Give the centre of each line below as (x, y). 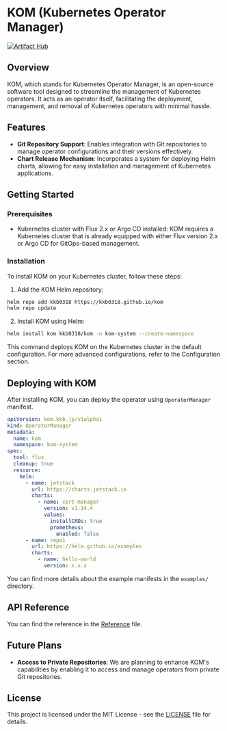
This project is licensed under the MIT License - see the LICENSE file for (109, 715)
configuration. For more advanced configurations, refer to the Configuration (114, 355)
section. (18, 361)
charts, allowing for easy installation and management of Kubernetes (114, 166)
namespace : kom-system (45, 445)
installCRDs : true (76, 521)
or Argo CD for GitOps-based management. (78, 244)
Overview (28, 67)
